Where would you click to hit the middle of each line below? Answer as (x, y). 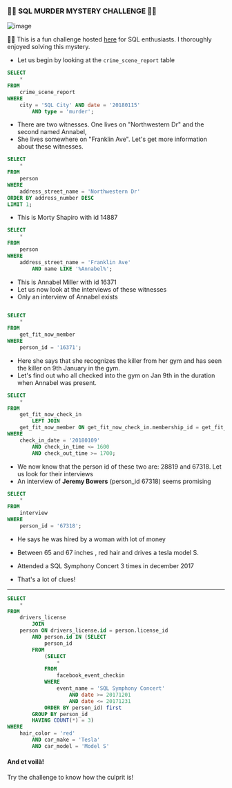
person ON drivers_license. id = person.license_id (94, 631)
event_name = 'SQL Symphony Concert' (111, 688)
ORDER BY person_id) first (83, 708)
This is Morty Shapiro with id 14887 (67, 218)
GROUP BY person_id (60, 714)
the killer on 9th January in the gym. (69, 368)
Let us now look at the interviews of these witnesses (92, 289)
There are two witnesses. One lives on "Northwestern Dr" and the (110, 124)
